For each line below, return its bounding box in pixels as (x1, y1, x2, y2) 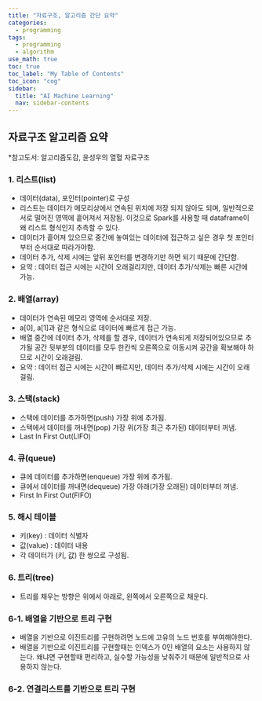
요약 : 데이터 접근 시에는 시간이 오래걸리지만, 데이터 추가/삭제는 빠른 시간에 (19, 262, 249, 272)
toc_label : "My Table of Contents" (8, 70, 125, 78)
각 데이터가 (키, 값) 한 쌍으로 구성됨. (19, 551, 129, 560)
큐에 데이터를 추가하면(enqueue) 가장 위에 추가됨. (19, 472, 173, 482)
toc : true (8, 63, 41, 71)
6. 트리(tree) (8, 572, 55, 583)
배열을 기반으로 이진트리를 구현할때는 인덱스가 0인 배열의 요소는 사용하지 (19, 642, 242, 652)
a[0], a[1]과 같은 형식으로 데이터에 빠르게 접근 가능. (19, 323, 176, 332)
